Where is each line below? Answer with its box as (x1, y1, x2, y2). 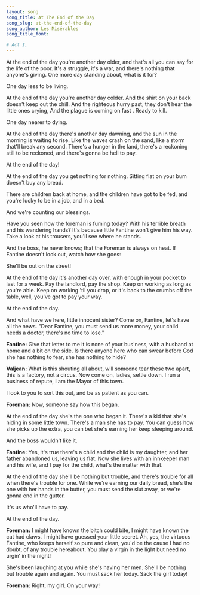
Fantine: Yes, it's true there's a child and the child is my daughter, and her (6, 449, 188, 455)
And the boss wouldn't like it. (6, 437, 78, 444)
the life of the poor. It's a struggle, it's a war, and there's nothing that (6, 65, 175, 72)
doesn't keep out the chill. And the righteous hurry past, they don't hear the (6, 101, 192, 108)
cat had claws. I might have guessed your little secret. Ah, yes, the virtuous (6, 533, 191, 540)
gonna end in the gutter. (6, 492, 66, 499)
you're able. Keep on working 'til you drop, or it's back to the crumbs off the (6, 287, 193, 294)
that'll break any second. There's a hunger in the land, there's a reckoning (6, 143, 188, 150)
